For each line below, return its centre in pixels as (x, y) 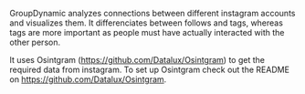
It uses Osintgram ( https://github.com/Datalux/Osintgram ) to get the (137, 60)
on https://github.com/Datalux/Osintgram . (88, 79)
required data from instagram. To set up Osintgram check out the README (150, 69)
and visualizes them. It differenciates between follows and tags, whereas (146, 23)
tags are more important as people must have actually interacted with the (147, 32)
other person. (35, 42)
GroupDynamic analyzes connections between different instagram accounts (152, 13)
